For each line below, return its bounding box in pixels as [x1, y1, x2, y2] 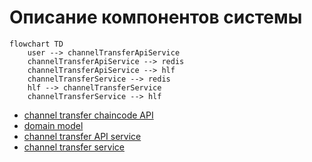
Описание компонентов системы [9, 6, 303, 29]
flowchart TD [9, 39, 64, 49]
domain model [23, 119, 84, 131]
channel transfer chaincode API [23, 109, 154, 121]
